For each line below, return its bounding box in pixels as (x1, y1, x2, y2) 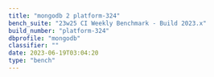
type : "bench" (8, 57, 56, 65)
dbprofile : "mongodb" (8, 34, 81, 43)
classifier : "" (8, 42, 60, 50)
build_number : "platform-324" (8, 26, 110, 34)
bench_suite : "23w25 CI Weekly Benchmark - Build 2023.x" (8, 19, 207, 27)
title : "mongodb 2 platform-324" (8, 11, 121, 20)
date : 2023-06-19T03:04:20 (8, 49, 99, 57)
